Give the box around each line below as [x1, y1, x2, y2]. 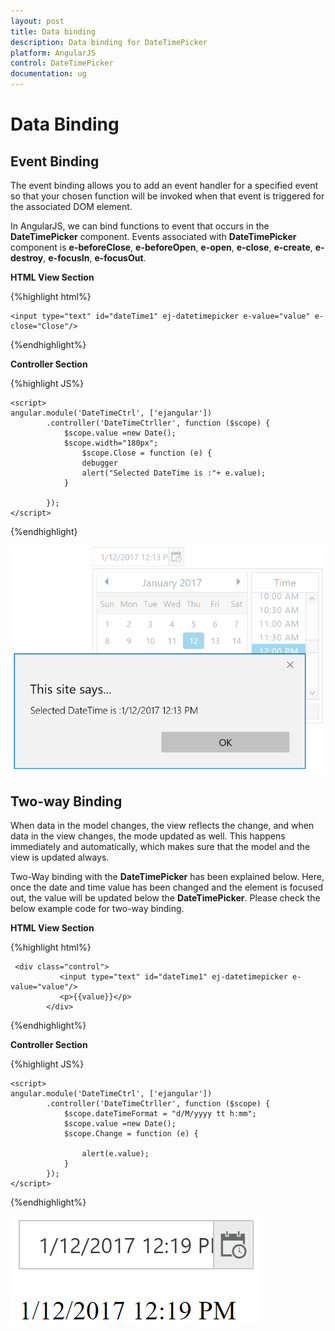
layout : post [10, 16, 65, 26]
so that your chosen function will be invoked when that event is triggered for [10, 190, 325, 202]
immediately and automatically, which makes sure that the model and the [10, 841, 311, 853]
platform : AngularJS [10, 48, 97, 58]
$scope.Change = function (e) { [63, 1129, 199, 1139]
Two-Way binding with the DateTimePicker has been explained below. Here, [10, 871, 325, 883]
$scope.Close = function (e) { [81, 448, 213, 458]
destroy [10, 252, 44, 264]
